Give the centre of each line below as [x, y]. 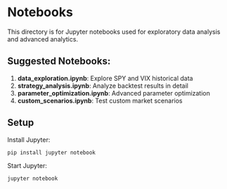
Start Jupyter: [27, 166]
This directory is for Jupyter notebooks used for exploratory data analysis [114, 32]
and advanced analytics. [43, 39]
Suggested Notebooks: [59, 61]
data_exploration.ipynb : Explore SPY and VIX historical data [105, 78]
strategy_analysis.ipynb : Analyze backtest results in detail [103, 86]
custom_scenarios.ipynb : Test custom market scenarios [100, 100]
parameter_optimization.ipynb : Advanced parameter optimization [114, 93]
